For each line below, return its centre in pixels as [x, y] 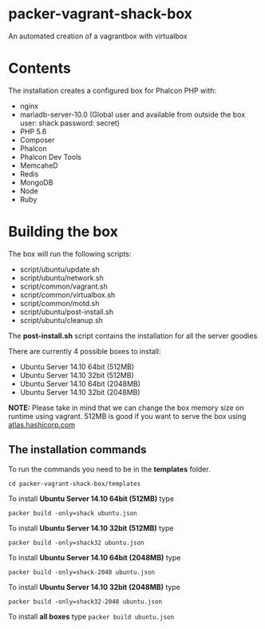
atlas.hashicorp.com [42, 424]
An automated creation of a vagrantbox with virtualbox [98, 36]
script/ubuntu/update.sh [59, 269]
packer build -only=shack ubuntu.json [73, 513]
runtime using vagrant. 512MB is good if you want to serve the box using [127, 416]
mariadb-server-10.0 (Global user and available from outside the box [132, 114]
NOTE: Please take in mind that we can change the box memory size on [126, 408]
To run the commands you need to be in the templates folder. [109, 469]
